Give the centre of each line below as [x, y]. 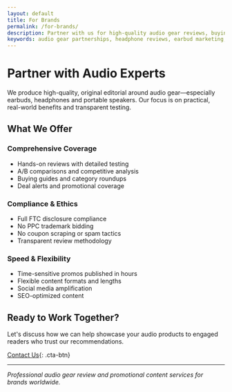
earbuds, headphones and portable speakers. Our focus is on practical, [109, 100]
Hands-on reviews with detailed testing [73, 164]
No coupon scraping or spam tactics [69, 234]
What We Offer [40, 129]
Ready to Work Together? [63, 318]
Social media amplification [55, 288]
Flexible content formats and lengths [69, 281]
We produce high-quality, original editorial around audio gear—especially [111, 93]
